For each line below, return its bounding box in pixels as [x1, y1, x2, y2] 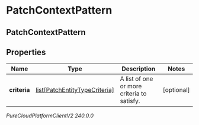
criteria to [120, 89, 147, 98]
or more [120, 82, 142, 91]
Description [121, 65, 156, 73]
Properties [6, 47, 46, 57]
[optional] [162, 86, 190, 94]
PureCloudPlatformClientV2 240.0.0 [6, 112, 94, 119]
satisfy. [120, 97, 140, 105]
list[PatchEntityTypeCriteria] [35, 86, 114, 94]
